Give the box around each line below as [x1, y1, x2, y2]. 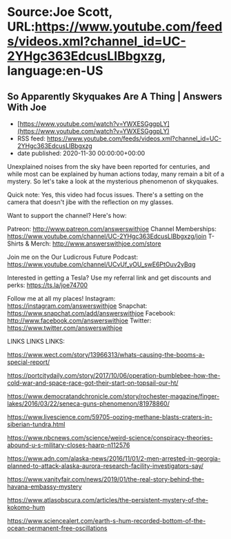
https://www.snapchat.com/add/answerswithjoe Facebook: [7, 309, 176, 317]
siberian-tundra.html [7, 420, 66, 428]
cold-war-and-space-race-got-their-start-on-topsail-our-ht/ [7, 378, 179, 387]
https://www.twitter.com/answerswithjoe [7, 324, 123, 332]
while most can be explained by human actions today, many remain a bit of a [7, 170, 225, 178]
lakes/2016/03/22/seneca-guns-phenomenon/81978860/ [7, 399, 170, 408]
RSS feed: [17, 134, 46, 143]
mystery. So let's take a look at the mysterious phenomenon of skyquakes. [7, 177, 219, 185]
